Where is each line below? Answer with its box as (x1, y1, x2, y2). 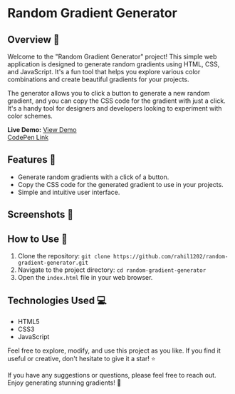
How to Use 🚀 (7, 233, 68, 245)
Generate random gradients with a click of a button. (17, 173, 169, 181)
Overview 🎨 (7, 34, 60, 46)
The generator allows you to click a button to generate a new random (7, 89, 210, 97)
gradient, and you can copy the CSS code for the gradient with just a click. (7, 96, 226, 105)
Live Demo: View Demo (7, 126, 77, 133)
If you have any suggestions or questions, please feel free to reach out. (7, 370, 216, 379)
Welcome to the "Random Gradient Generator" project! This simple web (7, 52, 217, 61)
